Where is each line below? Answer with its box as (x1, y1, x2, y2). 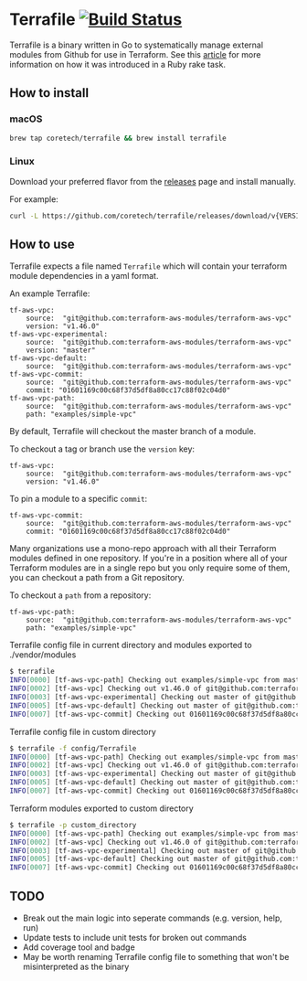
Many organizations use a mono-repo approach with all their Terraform (9, 543, 277, 554)
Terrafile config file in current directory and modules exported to (9, 640, 253, 651)
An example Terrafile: (9, 288, 90, 299)
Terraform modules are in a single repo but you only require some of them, (9, 562, 291, 573)
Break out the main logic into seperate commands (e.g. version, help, (22, 912, 283, 923)
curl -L (9, 211, 39, 220)
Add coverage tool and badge (22, 942, 135, 953)
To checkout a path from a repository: (9, 590, 152, 601)
